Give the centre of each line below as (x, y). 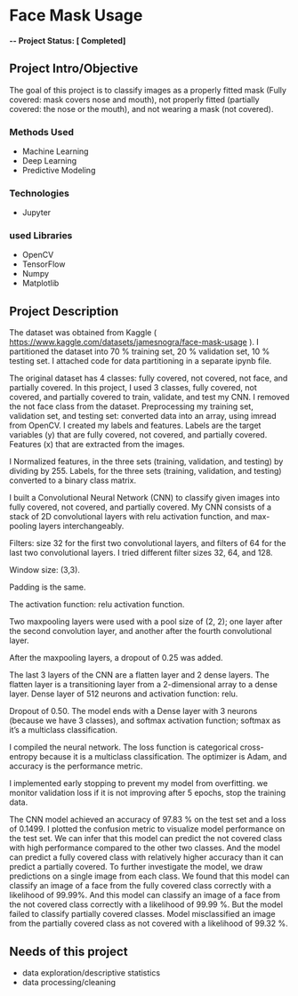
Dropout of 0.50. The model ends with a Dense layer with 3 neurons (133, 711)
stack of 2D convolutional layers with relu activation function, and (129, 517)
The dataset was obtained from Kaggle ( (83, 333)
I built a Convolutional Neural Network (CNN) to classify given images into (145, 498)
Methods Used (41, 132)
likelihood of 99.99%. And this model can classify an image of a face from (145, 896)
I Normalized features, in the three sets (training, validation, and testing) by (146, 462)
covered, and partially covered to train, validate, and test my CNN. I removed (149, 398)
